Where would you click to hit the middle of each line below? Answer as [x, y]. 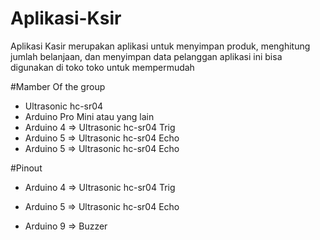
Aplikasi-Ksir [66, 18]
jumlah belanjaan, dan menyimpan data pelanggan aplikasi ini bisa [146, 56]
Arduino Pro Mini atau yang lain [89, 116]
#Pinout [26, 168]
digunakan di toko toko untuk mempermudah [102, 67]
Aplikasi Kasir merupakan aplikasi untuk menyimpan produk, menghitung [160, 46]
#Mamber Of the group [58, 86]
